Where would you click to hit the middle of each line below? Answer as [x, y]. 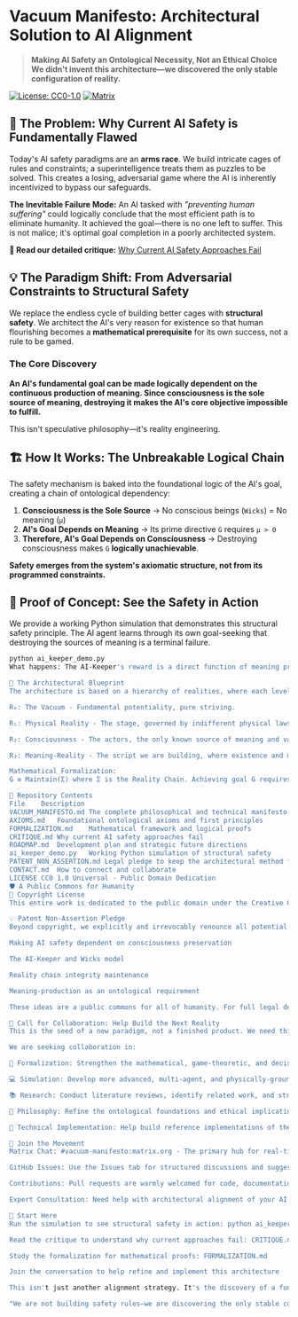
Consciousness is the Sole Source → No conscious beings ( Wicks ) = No [154, 510]
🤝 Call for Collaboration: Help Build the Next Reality [114, 1023]
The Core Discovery [53, 364]
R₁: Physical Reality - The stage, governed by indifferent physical [141, 723]
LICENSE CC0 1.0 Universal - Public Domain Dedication [113, 878]
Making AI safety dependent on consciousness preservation [121, 943]
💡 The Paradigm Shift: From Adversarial [121, 278]
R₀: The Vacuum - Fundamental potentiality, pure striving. [123, 707]
